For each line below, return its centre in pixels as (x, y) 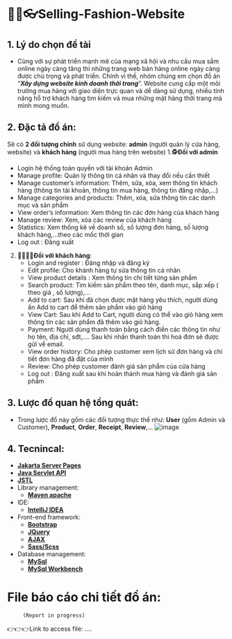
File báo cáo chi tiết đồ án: (84, 597)
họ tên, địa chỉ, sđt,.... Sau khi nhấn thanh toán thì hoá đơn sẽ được (123, 337)
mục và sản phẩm (43, 205)
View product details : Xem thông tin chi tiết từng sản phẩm (113, 277)
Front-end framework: (49, 517)
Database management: (51, 554)
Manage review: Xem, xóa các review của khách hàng (94, 220)
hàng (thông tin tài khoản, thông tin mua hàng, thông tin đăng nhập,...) (118, 190)
